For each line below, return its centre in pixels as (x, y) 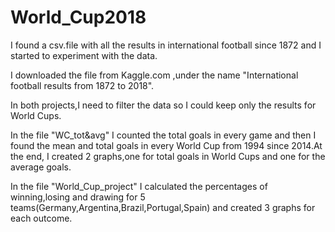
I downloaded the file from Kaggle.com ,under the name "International (154, 75)
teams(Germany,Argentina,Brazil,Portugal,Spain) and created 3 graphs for (163, 207)
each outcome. (41, 218)
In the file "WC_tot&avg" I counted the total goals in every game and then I (163, 135)
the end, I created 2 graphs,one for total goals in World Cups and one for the (168, 156)
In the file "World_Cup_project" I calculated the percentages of (139, 186)
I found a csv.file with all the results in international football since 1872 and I (166, 45)
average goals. (41, 167)
